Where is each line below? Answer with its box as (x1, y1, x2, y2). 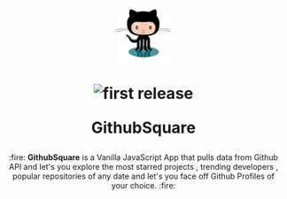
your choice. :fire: (111, 180, 176, 191)
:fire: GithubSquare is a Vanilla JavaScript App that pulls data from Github (9, 152, 278, 163)
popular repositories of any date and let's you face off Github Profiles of (12, 171, 275, 181)
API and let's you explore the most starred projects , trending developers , (9, 162, 278, 172)
